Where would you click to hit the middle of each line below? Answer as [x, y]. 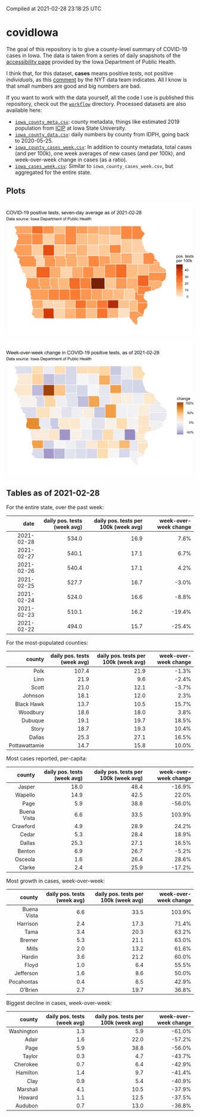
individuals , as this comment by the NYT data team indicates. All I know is [97, 79]
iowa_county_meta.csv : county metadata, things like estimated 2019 [97, 121]
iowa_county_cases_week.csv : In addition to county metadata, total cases [103, 147]
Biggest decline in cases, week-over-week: [59, 1003]
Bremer [29, 940]
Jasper [26, 787]
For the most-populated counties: [47, 642]
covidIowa [32, 33]
